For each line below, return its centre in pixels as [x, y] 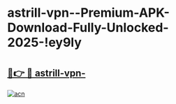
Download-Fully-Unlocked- [88, 28]
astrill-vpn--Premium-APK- [88, 13]
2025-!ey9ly [45, 43]
